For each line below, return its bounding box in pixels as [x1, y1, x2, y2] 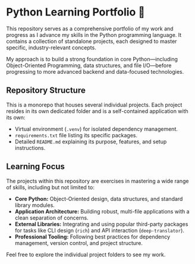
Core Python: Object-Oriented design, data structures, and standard [14, 195, 183, 202]
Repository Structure [6, 86, 86, 96]
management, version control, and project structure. [14, 239, 143, 246]
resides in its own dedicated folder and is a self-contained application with [6, 107, 188, 115]
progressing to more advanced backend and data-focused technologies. [6, 68, 184, 75]
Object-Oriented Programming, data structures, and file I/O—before [6, 62, 172, 69]
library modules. [14, 202, 55, 209]
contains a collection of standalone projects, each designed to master [6, 37, 177, 45]
